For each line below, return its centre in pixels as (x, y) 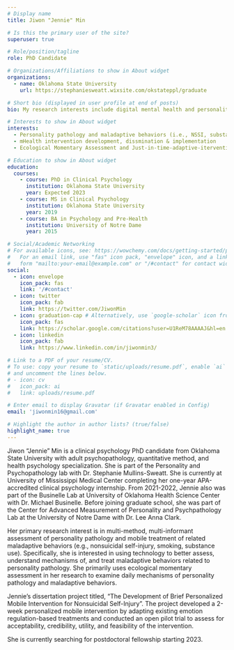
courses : (26, 173)
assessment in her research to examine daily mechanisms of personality (111, 575)
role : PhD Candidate (37, 59)
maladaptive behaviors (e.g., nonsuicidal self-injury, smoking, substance (111, 545)
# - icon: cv (26, 380)
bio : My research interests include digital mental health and (101, 109)
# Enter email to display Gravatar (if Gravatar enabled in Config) (109, 405)
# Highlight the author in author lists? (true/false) (88, 425)
